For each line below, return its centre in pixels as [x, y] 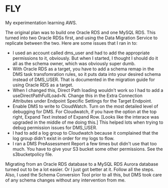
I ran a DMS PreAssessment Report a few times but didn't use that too [85, 143]
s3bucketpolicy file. [33, 154]
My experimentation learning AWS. [41, 23]
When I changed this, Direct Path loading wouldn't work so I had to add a [88, 90]
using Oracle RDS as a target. [43, 85]
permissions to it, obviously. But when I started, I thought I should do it [85, 58]
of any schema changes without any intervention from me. [65, 180]
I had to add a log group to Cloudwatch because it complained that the [85, 133]
